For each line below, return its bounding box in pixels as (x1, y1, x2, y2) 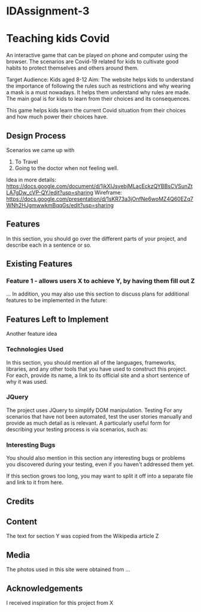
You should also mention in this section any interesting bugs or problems (6, 455, 185, 462)
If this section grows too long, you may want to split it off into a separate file (6, 473, 193, 480)
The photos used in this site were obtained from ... (6, 566, 130, 573)
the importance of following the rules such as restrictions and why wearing (6, 82, 191, 89)
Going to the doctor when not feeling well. (14, 164, 118, 172)
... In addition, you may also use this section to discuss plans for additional (6, 290, 190, 298)
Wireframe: (95, 189, 123, 196)
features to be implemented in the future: (6, 297, 108, 304)
